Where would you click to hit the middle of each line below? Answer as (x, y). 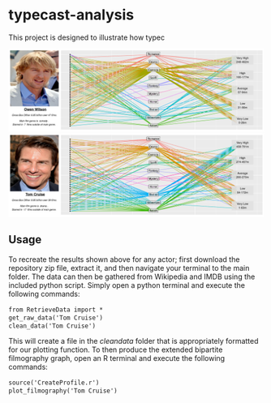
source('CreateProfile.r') (54, 383)
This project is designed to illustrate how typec (87, 37)
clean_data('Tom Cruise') (52, 326)
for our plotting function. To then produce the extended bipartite (116, 349)
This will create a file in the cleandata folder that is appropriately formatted (133, 341)
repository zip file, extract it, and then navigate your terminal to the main (129, 268)
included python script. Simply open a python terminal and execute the (127, 285)
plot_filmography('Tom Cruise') (63, 391)
